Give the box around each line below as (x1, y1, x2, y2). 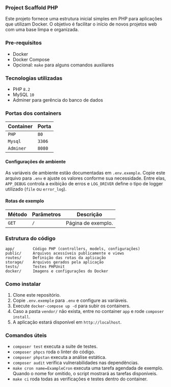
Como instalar (5, 280, 41, 287)
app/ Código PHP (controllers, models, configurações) (5, 246, 140, 251)
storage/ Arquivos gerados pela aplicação (5, 259, 104, 264)
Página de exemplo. (65, 219, 113, 226)
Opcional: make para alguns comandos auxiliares (12, 62, 114, 68)
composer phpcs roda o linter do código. (12, 349, 95, 355)
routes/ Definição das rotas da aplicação (5, 255, 106, 260)
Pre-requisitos (5, 39, 42, 46)
